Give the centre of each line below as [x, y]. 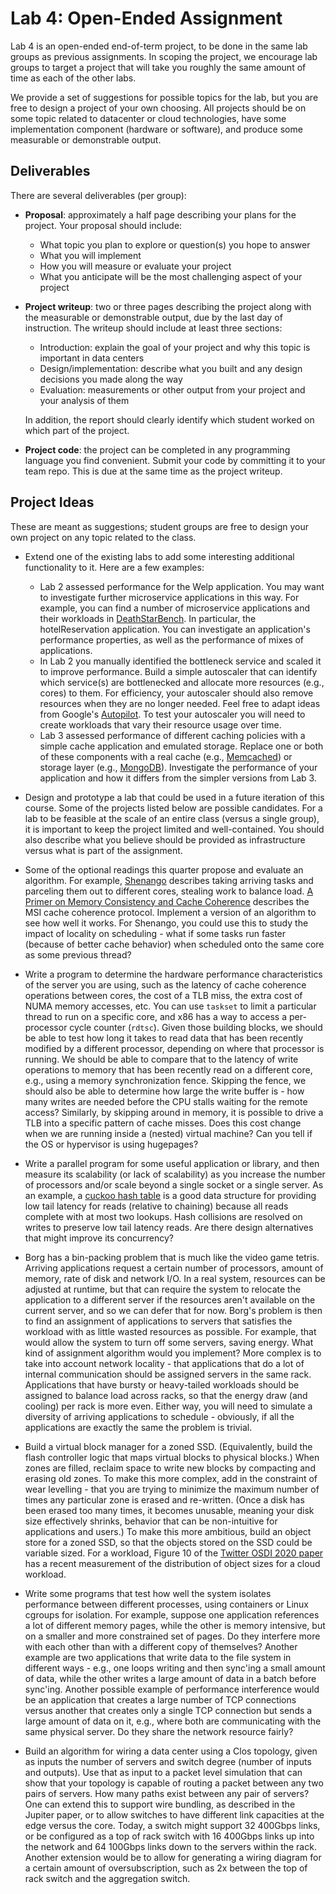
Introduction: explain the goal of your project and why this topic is [175, 347]
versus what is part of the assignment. [103, 850]
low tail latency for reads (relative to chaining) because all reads [156, 1206]
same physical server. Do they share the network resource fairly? [159, 1731]
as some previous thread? [78, 954]
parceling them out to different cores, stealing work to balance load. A [169, 891]
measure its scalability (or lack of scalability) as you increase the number [175, 1174]
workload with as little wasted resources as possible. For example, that [170, 1331]
